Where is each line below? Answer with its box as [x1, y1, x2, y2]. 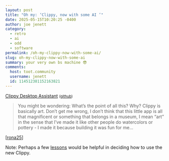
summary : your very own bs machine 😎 [5, 60, 87, 65]
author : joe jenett [5, 21, 47, 27]
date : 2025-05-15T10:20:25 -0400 [5, 17, 76, 22]
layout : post [5, 7, 33, 13]
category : [5, 27, 26, 32]
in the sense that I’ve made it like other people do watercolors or [17, 119, 153, 125]
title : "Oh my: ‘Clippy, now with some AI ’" [5, 12, 103, 17]
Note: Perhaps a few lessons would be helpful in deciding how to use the [5, 144, 163, 151]
